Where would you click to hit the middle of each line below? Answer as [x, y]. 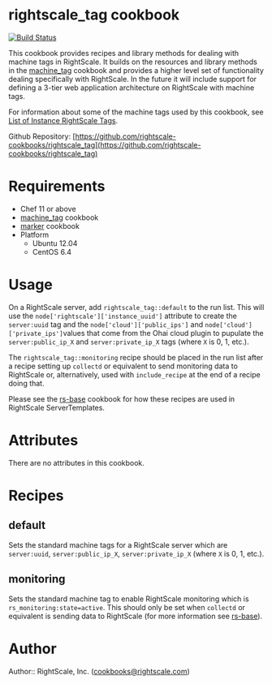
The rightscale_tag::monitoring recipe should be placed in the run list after [136, 357]
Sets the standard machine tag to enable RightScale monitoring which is [129, 599]
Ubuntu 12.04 [55, 243]
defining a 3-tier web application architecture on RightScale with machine [132, 88]
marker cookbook [50, 226]
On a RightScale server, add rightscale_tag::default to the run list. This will [136, 307]
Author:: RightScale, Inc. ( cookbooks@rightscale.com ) [99, 671]
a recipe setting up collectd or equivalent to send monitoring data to [123, 366]
